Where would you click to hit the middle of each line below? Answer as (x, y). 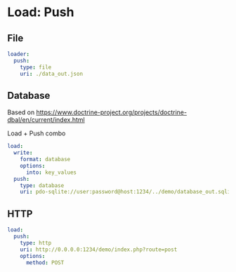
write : (23, 153)
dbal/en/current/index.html (46, 120)
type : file (36, 67)
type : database (42, 185)
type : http (36, 243)
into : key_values (51, 172)
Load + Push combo (37, 133)
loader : (19, 54)
